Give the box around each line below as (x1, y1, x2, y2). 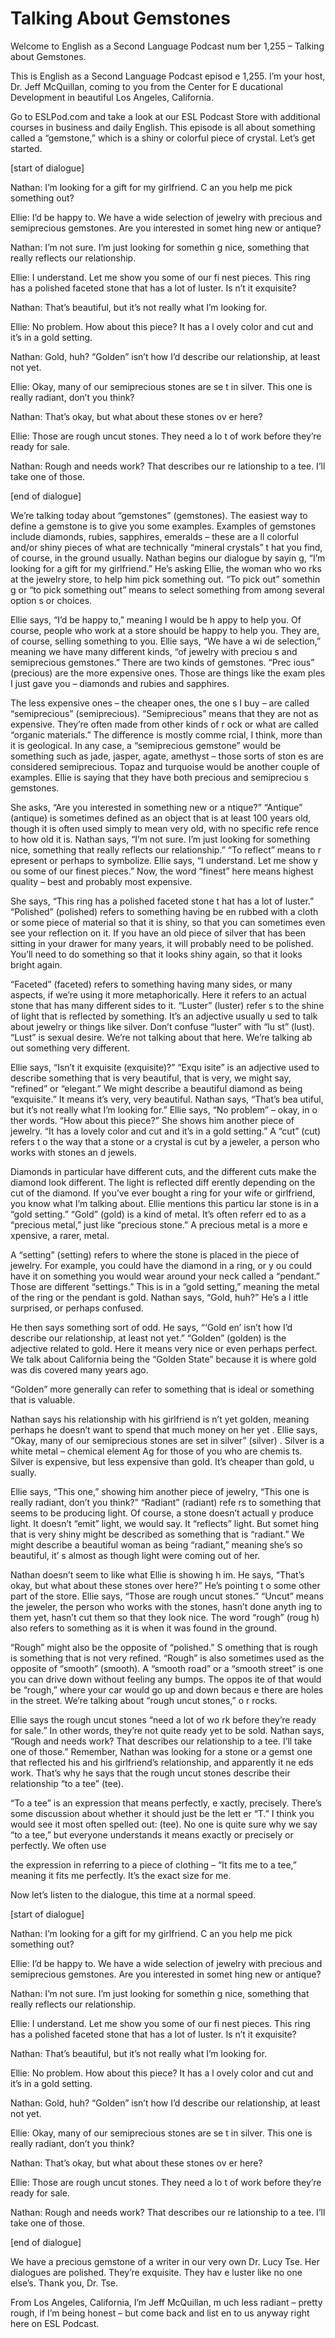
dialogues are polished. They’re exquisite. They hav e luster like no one (10, 2266, 303, 2278)
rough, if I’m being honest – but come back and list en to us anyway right (10, 2307, 310, 2319)
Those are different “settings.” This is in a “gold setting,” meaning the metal (10, 1280, 320, 1292)
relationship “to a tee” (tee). (10, 1777, 124, 1789)
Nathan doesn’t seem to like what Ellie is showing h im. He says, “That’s (10, 1568, 305, 1581)
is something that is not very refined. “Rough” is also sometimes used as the (10, 1652, 325, 1664)
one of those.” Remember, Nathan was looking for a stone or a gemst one (10, 1745, 313, 1757)
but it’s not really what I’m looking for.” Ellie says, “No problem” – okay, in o (10, 1103, 318, 1116)
